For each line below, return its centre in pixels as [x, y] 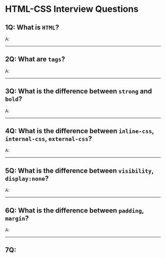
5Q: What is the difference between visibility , [80, 170]
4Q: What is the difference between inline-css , [80, 131]
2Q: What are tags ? [35, 59]
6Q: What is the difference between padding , [75, 210]
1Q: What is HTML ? [32, 27]
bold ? [14, 99]
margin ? [17, 218]
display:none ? [27, 178]
